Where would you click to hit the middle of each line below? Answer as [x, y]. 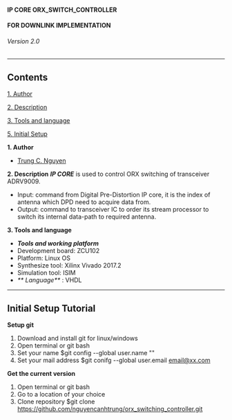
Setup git [21, 325]
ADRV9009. [24, 181]
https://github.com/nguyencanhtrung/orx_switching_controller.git [110, 409]
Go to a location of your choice [61, 394]
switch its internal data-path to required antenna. [87, 217]
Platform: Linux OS [44, 258]
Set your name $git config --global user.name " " [86, 353]
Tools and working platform [58, 243]
